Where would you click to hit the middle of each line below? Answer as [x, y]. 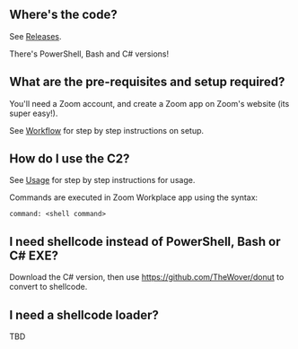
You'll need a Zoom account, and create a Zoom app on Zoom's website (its [149, 103]
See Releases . [35, 36]
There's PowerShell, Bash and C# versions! [89, 54]
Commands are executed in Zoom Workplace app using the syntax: [134, 197]
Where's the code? [64, 15]
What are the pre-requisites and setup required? [147, 82]
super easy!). [34, 113]
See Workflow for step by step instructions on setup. [107, 130]
